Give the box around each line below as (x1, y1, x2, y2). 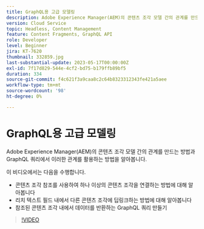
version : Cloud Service (6, 20, 67, 26)
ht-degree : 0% (6, 93, 42, 99)
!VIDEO (21, 216, 39, 223)
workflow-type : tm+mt (6, 82, 61, 88)
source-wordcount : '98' (6, 88, 67, 94)
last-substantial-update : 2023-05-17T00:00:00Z (6, 59, 129, 65)
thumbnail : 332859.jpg (6, 54, 64, 60)
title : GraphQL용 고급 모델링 (6, 8, 75, 15)
